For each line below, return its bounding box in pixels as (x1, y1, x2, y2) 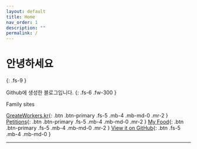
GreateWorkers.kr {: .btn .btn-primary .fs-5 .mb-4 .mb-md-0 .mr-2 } (6, 112, 168, 119)
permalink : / (6, 30, 38, 36)
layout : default (6, 8, 46, 15)
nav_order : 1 (6, 19, 38, 25)
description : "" (6, 25, 46, 31)
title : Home (6, 14, 35, 20)
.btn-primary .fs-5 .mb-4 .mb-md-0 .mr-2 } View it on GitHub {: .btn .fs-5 (6, 124, 181, 131)
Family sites (6, 101, 35, 108)
